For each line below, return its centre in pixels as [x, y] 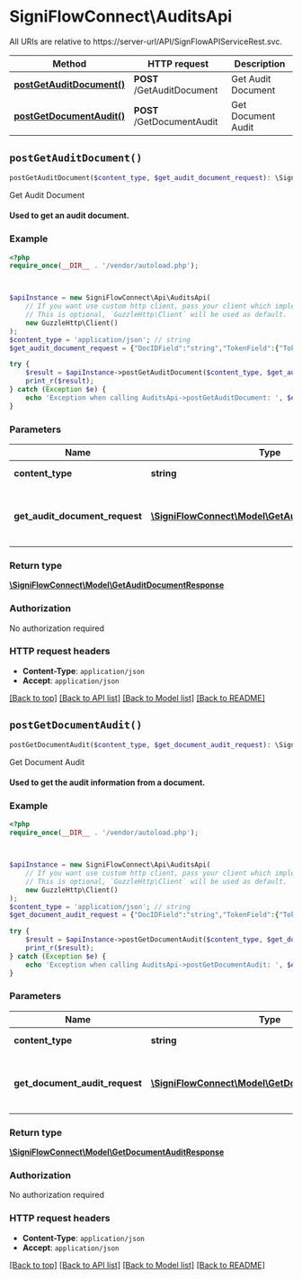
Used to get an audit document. [70, 216]
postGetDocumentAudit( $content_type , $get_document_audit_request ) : [140, 744]
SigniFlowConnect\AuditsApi [121, 17]
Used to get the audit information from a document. [107, 783]
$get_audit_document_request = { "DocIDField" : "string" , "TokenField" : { [144, 348]
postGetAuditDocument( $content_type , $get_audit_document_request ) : [140, 177]
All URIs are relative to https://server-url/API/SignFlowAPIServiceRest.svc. [146, 41]
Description [260, 63]
